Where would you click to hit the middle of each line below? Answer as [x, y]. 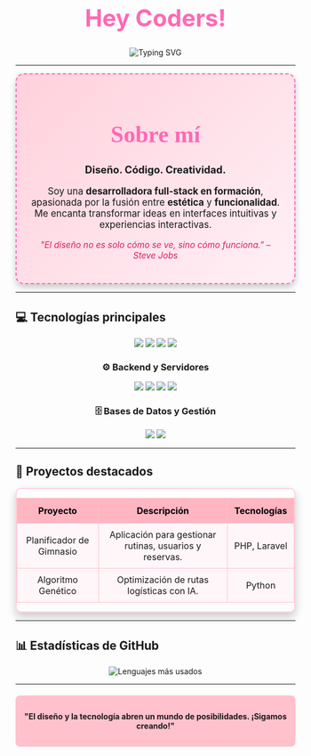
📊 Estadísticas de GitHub [88, 645]
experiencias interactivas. [155, 225]
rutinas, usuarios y [163, 546]
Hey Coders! [155, 17]
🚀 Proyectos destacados [84, 471]
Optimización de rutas [163, 580]
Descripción [163, 511]
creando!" [155, 726]
